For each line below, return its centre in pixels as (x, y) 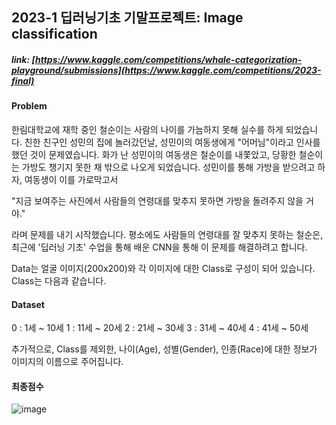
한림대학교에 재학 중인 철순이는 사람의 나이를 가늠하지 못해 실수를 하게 (147, 129)
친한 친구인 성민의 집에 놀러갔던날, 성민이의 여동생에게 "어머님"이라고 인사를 (172, 142)
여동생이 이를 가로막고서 (71, 179)
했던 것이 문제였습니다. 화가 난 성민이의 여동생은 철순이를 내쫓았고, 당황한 (154, 154)
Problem (29, 106)
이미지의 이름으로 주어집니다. (67, 362)
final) (23, 80)
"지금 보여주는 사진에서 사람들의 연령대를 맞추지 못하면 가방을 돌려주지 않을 (157, 200)
